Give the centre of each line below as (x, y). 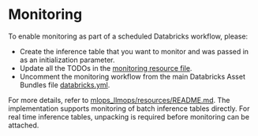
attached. (24, 125)
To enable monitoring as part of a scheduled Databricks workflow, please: (128, 36)
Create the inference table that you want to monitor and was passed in (134, 51)
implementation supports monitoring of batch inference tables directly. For (129, 108)
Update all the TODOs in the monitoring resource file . (106, 68)
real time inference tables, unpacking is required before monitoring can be (129, 116)
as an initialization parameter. (67, 60)
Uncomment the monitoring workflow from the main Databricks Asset (133, 76)
